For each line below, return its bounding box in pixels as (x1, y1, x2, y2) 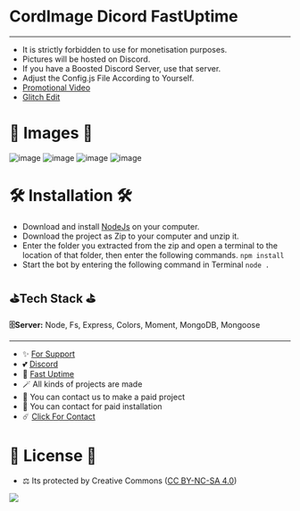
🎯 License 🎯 (9, 445, 97, 465)
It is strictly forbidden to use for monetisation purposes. (21, 44, 228, 54)
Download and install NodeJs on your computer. (21, 221, 200, 231)
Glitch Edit (21, 91, 61, 102)
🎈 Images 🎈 (9, 123, 94, 144)
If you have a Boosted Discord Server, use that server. (21, 63, 221, 73)
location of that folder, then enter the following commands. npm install (21, 249, 285, 260)
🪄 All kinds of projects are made (21, 378, 143, 390)
